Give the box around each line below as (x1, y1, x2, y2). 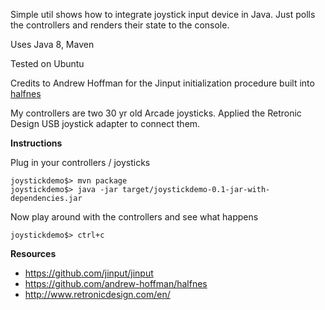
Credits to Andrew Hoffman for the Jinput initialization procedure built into (10, 77, 315, 89)
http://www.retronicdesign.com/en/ (24, 289, 171, 300)
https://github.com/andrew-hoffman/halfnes (24, 278, 208, 289)
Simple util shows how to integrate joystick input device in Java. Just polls (10, 9, 316, 20)
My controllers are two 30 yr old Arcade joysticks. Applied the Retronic (10, 107, 302, 119)
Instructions (10, 137, 63, 149)
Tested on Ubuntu (10, 58, 85, 69)
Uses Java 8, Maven (10, 39, 95, 50)
